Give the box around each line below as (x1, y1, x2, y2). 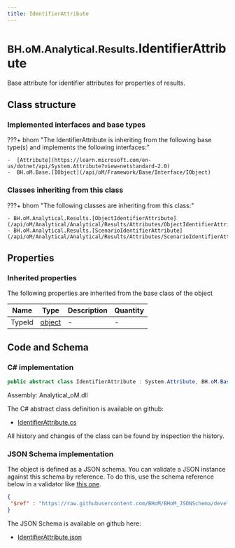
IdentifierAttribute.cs (17, 418, 77, 426)
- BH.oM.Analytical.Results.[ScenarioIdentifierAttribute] (7, 227, 183, 234)
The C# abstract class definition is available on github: (7, 404, 164, 413)
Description (67, 306, 108, 315)
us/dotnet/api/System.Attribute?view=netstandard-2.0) (7, 163, 171, 170)
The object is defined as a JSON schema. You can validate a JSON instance (7, 465, 226, 474)
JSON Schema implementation (7, 449, 114, 459)
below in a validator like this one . (7, 480, 101, 488)
